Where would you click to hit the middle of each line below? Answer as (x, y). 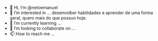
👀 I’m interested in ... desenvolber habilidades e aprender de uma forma (81, 13)
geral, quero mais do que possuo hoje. (48, 18)
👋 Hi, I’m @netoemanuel (34, 8)
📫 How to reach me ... (32, 34)
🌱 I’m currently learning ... (35, 23)
